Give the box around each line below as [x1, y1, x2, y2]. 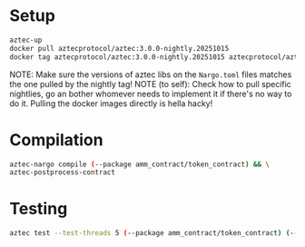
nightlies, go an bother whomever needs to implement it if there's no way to [9, 88, 292, 99]
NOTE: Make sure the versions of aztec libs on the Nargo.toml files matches [9, 69, 292, 80]
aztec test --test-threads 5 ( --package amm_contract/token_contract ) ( [9, 229, 290, 238]
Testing [9, 199, 68, 219]
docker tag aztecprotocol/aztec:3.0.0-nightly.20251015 [9, 52, 225, 62]
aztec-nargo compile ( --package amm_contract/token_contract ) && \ [9, 160, 271, 169]
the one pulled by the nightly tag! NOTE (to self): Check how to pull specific [9, 78, 292, 89]
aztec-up [9, 35, 43, 44]
